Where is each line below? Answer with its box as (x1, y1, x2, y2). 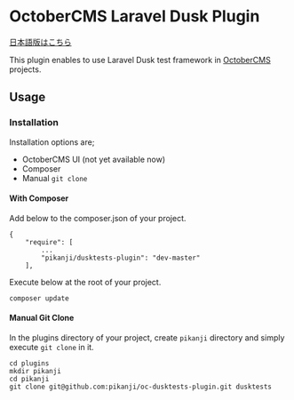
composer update (9, 293, 69, 303)
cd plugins (9, 359, 50, 368)
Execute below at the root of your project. (9, 276, 162, 287)
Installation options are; (9, 136, 95, 148)
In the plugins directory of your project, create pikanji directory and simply (9, 332, 285, 343)
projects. (9, 64, 42, 75)
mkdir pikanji (9, 367, 62, 376)
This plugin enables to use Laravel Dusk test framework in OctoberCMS (9, 54, 271, 65)
